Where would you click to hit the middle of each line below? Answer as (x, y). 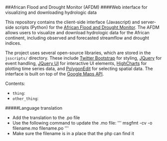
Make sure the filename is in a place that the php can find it (73, 133)
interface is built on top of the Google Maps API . (55, 74)
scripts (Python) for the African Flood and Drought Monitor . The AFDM (87, 27)
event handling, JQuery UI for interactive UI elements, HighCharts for (76, 63)
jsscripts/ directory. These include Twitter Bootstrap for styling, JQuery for (83, 58)
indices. (13, 43)
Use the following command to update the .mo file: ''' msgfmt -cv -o (82, 123)
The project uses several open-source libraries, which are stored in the (78, 53)
